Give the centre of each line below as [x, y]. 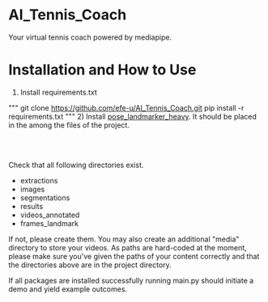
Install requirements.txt [58, 92]
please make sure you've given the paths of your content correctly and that [134, 256]
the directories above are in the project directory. [90, 265]
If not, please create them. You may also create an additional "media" [124, 239]
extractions [39, 180]
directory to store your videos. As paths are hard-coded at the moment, [128, 247]
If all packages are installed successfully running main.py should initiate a [131, 280]
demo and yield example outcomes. [68, 289]
